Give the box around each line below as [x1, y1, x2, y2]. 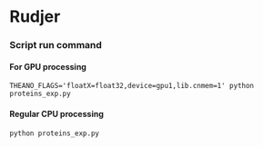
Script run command [9, 39, 103, 52]
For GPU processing [9, 61, 86, 72]
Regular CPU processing [9, 108, 105, 119]
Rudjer [9, 6, 61, 27]
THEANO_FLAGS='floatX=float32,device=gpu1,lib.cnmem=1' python [9, 82, 255, 91]
